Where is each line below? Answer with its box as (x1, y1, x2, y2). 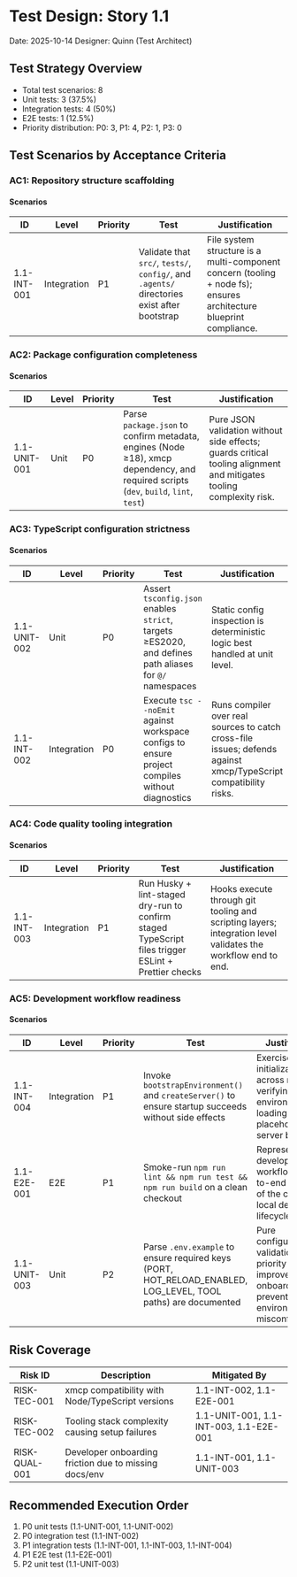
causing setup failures (65, 1426, 157, 1438)
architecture (206, 300, 258, 312)
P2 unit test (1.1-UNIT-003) (21, 1559, 119, 1570)
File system (206, 234, 255, 246)
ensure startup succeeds (142, 1100, 247, 1112)
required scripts (123, 474, 189, 487)
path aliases (142, 658, 194, 670)
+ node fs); (206, 278, 253, 290)
